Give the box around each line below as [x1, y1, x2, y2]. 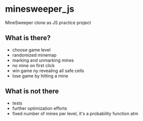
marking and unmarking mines [12, 57, 74, 63]
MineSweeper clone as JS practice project [5, 20, 91, 25]
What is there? [5, 34, 51, 42]
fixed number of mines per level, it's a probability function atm [12, 110, 139, 116]
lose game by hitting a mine [12, 73, 68, 79]
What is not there [5, 87, 59, 96]
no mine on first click [12, 62, 55, 68]
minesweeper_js [5, 3, 75, 15]
